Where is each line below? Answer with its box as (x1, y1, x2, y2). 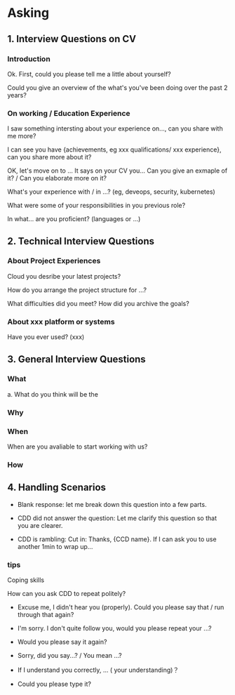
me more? (7, 132, 36, 140)
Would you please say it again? (17, 637, 107, 647)
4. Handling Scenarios (7, 482, 107, 494)
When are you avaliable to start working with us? (7, 442, 148, 451)
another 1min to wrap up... (17, 542, 93, 550)
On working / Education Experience (7, 108, 131, 118)
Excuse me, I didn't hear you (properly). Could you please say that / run (17, 603, 224, 611)
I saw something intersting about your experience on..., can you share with (7, 124, 223, 133)
